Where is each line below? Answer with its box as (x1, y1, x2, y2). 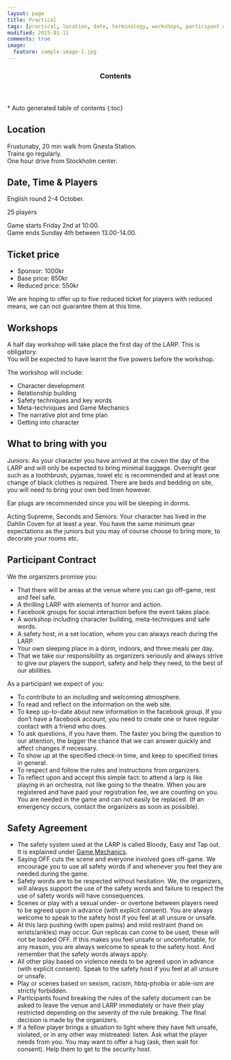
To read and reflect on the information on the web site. (16, 700, 172, 709)
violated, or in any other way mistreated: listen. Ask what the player (16, 1030, 208, 1039)
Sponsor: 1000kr (16, 267, 65, 275)
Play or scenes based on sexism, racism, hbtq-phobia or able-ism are (16, 980, 214, 988)
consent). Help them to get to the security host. (16, 1045, 152, 1053)
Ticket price (7, 248, 60, 260)
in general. (16, 758, 48, 767)
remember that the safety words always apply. (16, 950, 149, 958)
